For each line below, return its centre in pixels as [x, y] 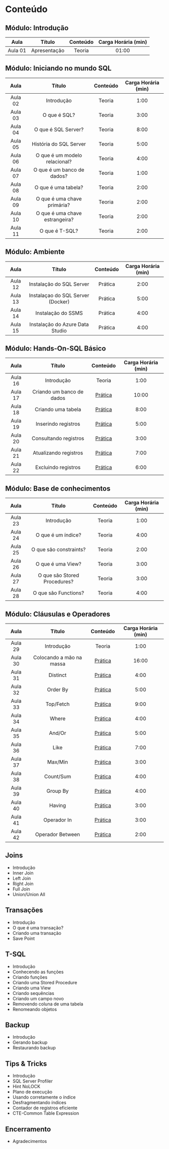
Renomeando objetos [34, 1009]
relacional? [59, 161]
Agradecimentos [30, 1141]
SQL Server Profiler [32, 1081]
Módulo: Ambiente [35, 252]
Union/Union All [29, 894]
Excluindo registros [58, 467]
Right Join [23, 884]
